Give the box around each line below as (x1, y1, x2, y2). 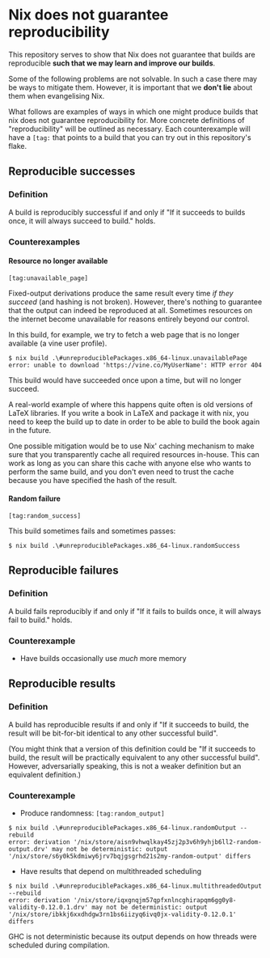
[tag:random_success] (8, 511, 82, 519)
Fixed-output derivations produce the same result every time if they (8, 288, 234, 298)
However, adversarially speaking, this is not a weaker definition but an (8, 761, 242, 770)
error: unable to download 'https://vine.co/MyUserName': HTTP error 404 (8, 361, 263, 369)
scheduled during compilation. (8, 940, 110, 950)
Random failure (8, 494, 61, 503)
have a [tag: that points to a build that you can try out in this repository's (8, 132, 252, 142)
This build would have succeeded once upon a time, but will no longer (8, 375, 242, 385)
